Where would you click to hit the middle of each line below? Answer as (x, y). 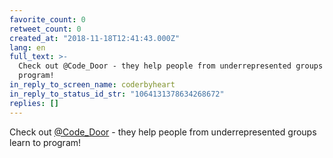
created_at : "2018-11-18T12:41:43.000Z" (95, 38)
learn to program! (45, 142)
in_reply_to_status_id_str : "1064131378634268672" (117, 94)
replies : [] (34, 103)
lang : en (27, 47)
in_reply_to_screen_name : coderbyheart (92, 85)
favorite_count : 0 (47, 19)
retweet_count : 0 (45, 29)
